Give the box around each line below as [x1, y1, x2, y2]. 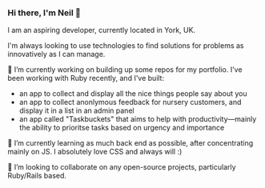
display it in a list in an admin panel [18, 106, 135, 115]
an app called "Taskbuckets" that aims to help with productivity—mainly [18, 114, 257, 124]
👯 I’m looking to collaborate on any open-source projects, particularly [7, 162, 237, 172]
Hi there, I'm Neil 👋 [7, 7, 81, 18]
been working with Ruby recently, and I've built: [7, 74, 165, 83]
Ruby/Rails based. [7, 171, 67, 181]
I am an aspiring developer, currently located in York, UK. [7, 26, 196, 35]
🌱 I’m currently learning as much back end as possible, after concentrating [7, 138, 254, 148]
